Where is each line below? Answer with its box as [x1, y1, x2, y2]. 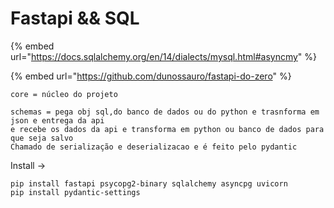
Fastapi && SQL [10, 7, 140, 30]
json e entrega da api [10, 115, 105, 126]
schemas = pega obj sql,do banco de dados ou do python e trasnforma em [10, 107, 320, 117]
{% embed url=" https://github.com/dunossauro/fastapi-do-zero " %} [10, 70, 292, 82]
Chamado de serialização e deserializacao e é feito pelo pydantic [10, 142, 298, 152]
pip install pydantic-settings [10, 187, 141, 197]
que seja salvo [10, 133, 74, 143]
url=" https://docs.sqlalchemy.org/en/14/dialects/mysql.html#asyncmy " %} [10, 50, 318, 62]
